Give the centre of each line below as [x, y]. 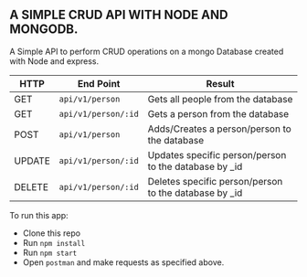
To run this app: [39, 215]
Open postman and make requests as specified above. [123, 262]
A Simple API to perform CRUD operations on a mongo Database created [147, 51]
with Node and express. [54, 61]
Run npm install [54, 242]
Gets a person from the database [218, 113]
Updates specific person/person [217, 154]
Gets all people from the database [220, 99]
